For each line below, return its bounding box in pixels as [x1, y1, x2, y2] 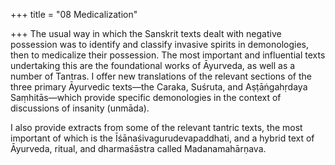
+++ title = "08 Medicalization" [10, 9, 138, 20]
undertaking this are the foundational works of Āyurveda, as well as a [10, 60, 296, 71]
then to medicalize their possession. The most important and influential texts [10, 49, 326, 61]
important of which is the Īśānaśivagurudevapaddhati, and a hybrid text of [10, 132, 315, 144]
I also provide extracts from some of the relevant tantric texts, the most [10, 122, 303, 133]
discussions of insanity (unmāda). [10, 102, 150, 114]
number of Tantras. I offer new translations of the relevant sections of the [10, 70, 312, 82]
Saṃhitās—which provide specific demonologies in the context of [10, 92, 282, 103]
